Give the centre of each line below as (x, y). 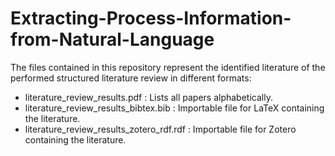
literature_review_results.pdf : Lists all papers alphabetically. (148, 97)
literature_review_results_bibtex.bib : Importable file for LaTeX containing (174, 108)
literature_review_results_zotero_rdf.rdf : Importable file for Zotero (160, 129)
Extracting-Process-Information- (151, 18)
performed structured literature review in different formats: (131, 78)
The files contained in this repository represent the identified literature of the (168, 67)
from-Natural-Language (112, 39)
